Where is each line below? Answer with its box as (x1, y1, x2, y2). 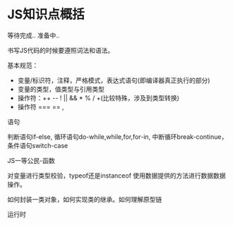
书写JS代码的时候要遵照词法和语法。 (7, 46, 114, 54)
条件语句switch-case (7, 141, 68, 150)
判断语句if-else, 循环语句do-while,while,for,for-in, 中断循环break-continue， (7, 132, 228, 141)
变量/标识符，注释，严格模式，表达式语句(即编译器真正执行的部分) (17, 75, 210, 85)
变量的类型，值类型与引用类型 (17, 85, 104, 93)
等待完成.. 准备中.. (7, 31, 60, 39)
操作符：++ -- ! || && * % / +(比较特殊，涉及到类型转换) (17, 93, 180, 102)
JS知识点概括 (7, 6, 85, 23)
